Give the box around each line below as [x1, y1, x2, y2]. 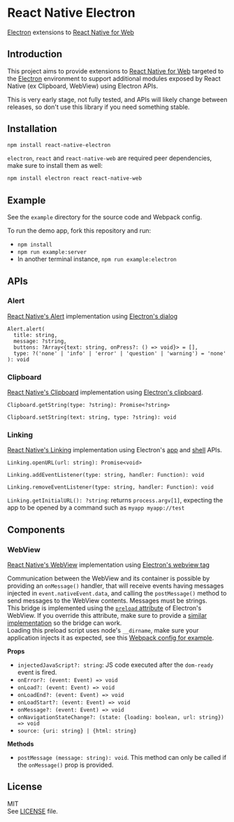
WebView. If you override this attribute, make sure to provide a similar [7, 612, 207, 620]
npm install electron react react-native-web [7, 175, 142, 182]
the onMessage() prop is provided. [17, 760, 114, 770]
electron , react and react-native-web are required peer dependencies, [7, 154, 212, 162]
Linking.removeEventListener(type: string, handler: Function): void [7, 484, 214, 491]
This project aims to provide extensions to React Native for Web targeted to [7, 66, 224, 75]
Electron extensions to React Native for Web [7, 28, 135, 36]
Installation [7, 123, 57, 135]
